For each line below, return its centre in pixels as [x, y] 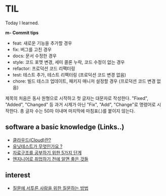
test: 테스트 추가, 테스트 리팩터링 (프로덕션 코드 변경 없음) [69, 74]
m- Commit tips [22, 32]
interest [18, 175]
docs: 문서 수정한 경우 [35, 56]
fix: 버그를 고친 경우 [32, 49]
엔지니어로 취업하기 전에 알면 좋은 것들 [50, 159]
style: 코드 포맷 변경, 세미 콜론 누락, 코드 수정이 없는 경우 [69, 62]
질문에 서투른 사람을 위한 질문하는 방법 [50, 188]
